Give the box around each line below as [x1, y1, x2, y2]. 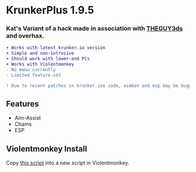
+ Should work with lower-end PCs [6, 56, 90, 62]
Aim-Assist [14, 115, 41, 122]
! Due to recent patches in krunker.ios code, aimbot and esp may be [6, 82, 179, 88]
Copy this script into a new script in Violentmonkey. [6, 159, 129, 167]
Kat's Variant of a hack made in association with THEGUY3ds [6, 25, 183, 33]
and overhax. [6, 32, 45, 40]
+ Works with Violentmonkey [6, 61, 75, 67]
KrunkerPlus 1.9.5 [6, 4, 94, 17]
